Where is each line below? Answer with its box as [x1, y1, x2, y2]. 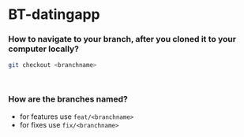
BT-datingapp [8, 6, 100, 24]
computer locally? [8, 43, 79, 54]
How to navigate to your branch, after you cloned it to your [8, 34, 237, 45]
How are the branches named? [8, 94, 128, 105]
